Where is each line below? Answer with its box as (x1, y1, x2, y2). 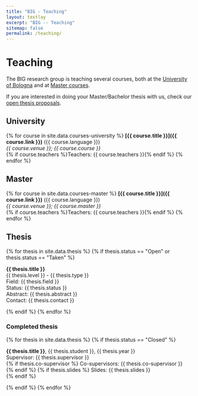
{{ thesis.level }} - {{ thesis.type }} (6, 272, 90, 279)
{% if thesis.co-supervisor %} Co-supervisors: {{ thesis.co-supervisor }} (6, 360, 183, 367)
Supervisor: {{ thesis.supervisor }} (6, 354, 90, 361)
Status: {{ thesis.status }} (6, 284, 67, 291)
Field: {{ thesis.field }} (6, 278, 60, 285)
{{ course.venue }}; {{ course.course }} (6, 144, 101, 151)
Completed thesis (6, 322, 58, 331)
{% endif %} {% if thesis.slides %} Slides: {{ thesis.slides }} (6, 366, 151, 373)
